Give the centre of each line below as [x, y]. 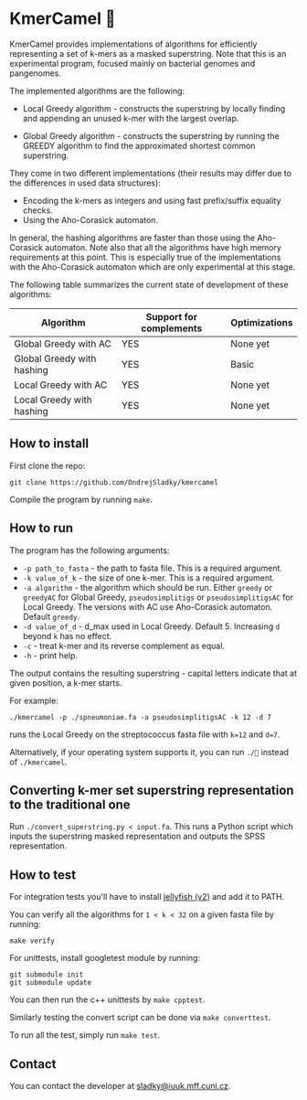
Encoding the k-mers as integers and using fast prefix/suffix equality [152, 200]
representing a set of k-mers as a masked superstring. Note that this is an [148, 53]
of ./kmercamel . [38, 762]
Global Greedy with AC [63, 344]
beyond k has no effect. [67, 635]
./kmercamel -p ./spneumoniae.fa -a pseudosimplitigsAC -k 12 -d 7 [141, 717]
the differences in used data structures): [85, 183]
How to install [49, 444]
